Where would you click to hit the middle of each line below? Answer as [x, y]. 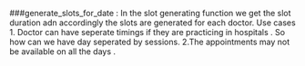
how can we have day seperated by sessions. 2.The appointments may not [149, 42]
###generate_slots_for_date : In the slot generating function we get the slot [150, 13]
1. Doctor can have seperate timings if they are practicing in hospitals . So [147, 32]
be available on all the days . [63, 52]
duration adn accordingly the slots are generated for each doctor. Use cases [152, 23]
